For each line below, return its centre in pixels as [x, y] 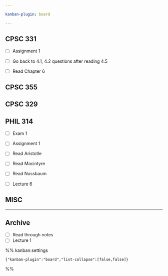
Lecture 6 [22, 184]
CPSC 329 [21, 104]
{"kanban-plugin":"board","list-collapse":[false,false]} [67, 260]
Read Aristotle [27, 154]
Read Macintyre [29, 164]
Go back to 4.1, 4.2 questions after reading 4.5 [60, 61]
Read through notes [33, 235]
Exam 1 [20, 133]
